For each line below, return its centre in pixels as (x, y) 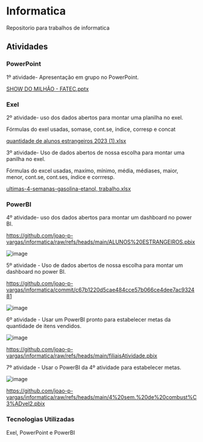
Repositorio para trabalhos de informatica (58, 28)
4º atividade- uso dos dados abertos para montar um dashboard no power (99, 218)
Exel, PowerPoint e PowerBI (41, 432)
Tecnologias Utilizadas (40, 419)
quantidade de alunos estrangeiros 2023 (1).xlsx (66, 140)
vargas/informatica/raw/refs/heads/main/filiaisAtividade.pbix (82, 356)
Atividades (27, 47)
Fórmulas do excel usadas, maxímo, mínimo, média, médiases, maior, (92, 171)
